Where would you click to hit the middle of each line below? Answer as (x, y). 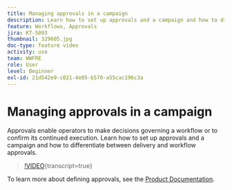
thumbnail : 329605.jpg (40, 39)
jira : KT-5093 (28, 33)
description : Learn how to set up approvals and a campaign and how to (112, 20)
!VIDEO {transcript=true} (58, 166)
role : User (23, 65)
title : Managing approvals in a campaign (68, 13)
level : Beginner (30, 71)
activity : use (28, 52)
